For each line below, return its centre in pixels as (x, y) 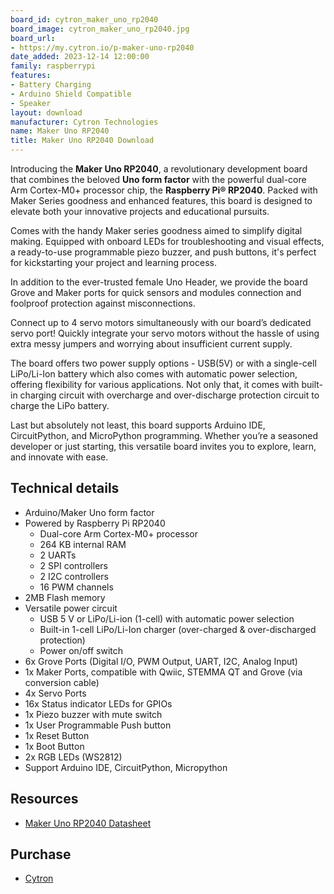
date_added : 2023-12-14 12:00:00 (80, 57)
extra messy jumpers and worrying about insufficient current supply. (151, 344)
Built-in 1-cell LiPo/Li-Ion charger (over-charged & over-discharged (178, 629)
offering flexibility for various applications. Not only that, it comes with (155, 384)
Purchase (41, 854)
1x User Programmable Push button (98, 725)
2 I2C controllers (74, 576)
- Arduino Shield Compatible (71, 94)
